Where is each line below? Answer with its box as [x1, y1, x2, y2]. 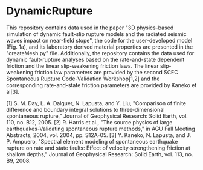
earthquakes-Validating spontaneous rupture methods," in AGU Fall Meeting [6, 125, 195, 132]
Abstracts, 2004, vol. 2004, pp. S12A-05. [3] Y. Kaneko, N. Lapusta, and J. [6, 131, 192, 139]
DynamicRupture [6, 4, 93, 18]
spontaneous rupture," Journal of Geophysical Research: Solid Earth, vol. [6, 112, 188, 120]
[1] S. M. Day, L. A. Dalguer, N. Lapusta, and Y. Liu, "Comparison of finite [6, 99, 186, 106]
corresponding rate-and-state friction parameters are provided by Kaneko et [6, 81, 197, 88]
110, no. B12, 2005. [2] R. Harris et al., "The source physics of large [6, 118, 173, 126]
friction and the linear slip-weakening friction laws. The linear [6, 62, 159, 70]
